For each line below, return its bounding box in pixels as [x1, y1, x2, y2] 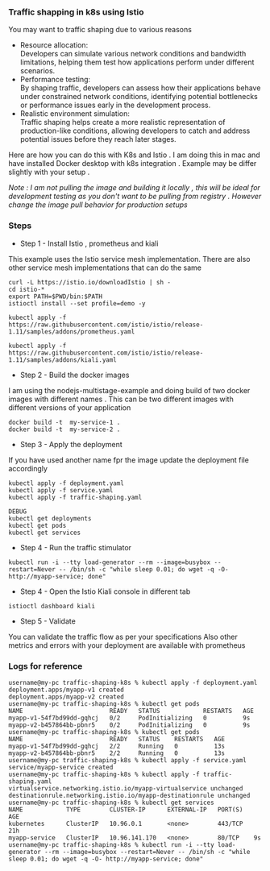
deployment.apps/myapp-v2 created [8, 692, 125, 701]
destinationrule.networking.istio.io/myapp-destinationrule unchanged [8, 791, 251, 799]
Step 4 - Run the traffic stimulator [19, 542, 131, 552]
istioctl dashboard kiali [8, 602, 95, 610]
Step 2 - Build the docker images [19, 370, 130, 380]
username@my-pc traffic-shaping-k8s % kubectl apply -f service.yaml [8, 756, 247, 764]
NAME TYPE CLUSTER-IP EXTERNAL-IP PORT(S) [8, 805, 243, 814]
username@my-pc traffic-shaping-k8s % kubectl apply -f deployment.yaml [8, 678, 258, 686]
